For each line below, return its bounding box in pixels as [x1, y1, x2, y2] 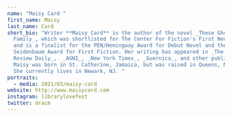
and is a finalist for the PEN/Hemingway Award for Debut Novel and [13, 42, 215, 49]
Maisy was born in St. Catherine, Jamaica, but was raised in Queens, [13, 61, 221, 68]
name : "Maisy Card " [7, 10, 67, 17]
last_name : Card [7, 23, 54, 30]
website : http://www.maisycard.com [7, 87, 110, 94]
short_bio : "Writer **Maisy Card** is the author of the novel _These [7, 29, 215, 36]
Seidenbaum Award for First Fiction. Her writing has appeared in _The [13, 49, 224, 56]
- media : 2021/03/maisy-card [13, 81, 97, 87]
